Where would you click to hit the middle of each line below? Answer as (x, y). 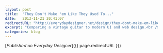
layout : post (18, 9)
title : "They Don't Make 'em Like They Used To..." (59, 14)
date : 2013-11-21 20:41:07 (34, 18)
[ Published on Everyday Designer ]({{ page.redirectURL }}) (63, 46)
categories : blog (23, 32)
